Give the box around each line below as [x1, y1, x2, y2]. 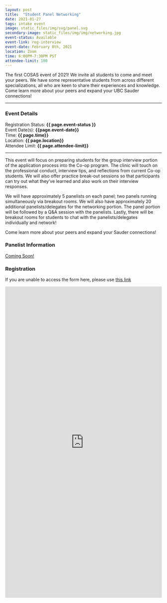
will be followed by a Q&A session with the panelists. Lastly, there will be [5, 209, 154, 215]
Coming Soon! [5, 252, 35, 259]
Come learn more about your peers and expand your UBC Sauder [5, 88, 139, 94]
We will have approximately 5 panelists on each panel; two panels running [5, 193, 157, 199]
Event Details [5, 110, 38, 117]
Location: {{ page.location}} [5, 137, 64, 143]
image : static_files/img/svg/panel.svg [5, 26, 88, 31]
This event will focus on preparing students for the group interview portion [5, 157, 158, 163]
